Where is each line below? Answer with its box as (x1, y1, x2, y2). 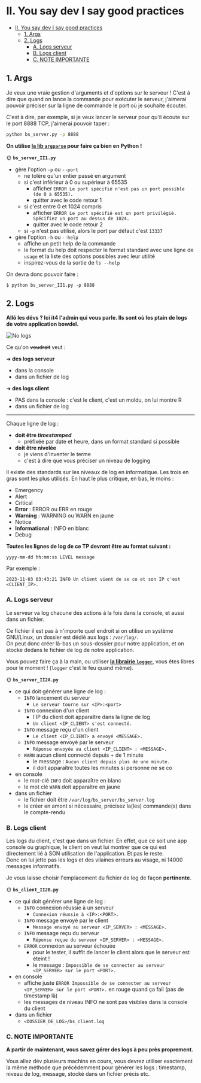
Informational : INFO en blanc (14, 525, 89, 532)
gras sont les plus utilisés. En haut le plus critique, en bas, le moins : (6, 475, 174, 483)
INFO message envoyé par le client (23, 917, 109, 924)
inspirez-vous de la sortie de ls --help (23, 259, 120, 266)
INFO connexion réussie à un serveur (23, 904, 114, 911)
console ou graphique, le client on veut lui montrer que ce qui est (6, 844, 167, 851)
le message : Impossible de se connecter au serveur (32, 961, 165, 969)
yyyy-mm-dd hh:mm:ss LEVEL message (6, 554, 95, 560)
